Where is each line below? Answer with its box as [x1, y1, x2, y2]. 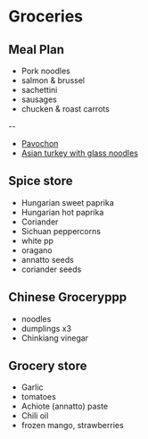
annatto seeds [21, 254, 75, 265]
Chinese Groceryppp [8, 290, 127, 305]
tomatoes [21, 392, 57, 402]
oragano [21, 244, 53, 256]
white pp [21, 235, 54, 246]
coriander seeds [21, 264, 82, 274]
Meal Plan [8, 42, 64, 57]
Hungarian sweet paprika [21, 197, 114, 207]
